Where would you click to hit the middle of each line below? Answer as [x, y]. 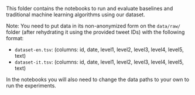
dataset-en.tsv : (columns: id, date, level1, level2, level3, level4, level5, [99, 50]
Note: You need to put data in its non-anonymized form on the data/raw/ [93, 26]
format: [15, 38]
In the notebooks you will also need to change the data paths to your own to [97, 79]
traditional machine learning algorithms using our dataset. [76, 15]
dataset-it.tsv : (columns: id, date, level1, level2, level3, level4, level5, [99, 62]
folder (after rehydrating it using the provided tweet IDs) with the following [95, 32]
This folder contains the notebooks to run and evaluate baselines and [90, 8]
